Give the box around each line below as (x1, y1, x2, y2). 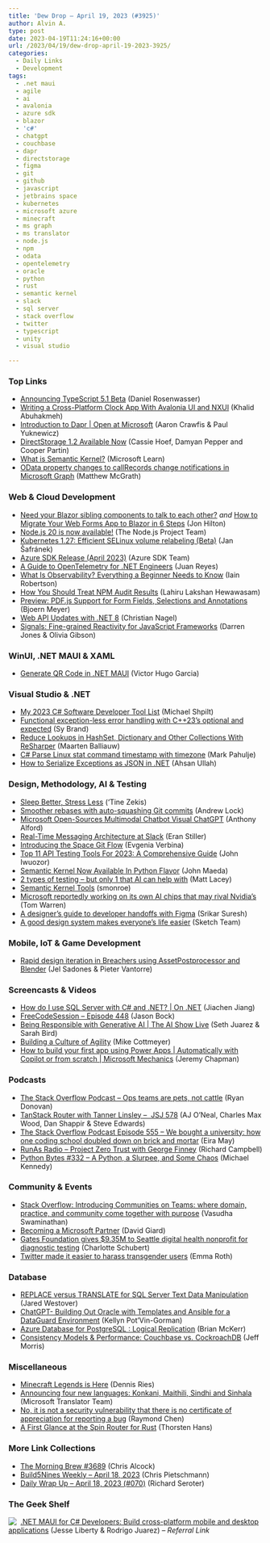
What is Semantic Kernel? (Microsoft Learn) (19, 454, 165, 464)
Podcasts (8, 1075, 47, 1086)
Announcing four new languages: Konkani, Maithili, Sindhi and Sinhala (19, 1388, 252, 1398)
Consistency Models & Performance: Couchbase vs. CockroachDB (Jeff (19, 1333, 260, 1343)
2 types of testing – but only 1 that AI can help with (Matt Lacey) (19, 874, 232, 884)
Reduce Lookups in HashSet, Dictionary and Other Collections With (19, 732, 243, 743)
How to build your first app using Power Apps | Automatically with (19, 1046, 239, 1055)
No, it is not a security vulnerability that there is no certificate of (19, 1406, 232, 1415)
